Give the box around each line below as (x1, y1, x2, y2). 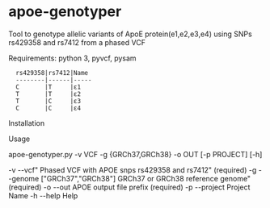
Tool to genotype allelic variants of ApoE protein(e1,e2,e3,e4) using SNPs (8, 29, 252, 39)
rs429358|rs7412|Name (15, 69, 89, 77)
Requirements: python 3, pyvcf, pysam (8, 53, 137, 63)
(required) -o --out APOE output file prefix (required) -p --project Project (8, 182, 251, 192)
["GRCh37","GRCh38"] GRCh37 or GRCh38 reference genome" (40, 173, 251, 183)
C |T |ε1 (15, 83, 82, 91)
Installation (8, 118, 45, 127)
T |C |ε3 (15, 97, 82, 105)
